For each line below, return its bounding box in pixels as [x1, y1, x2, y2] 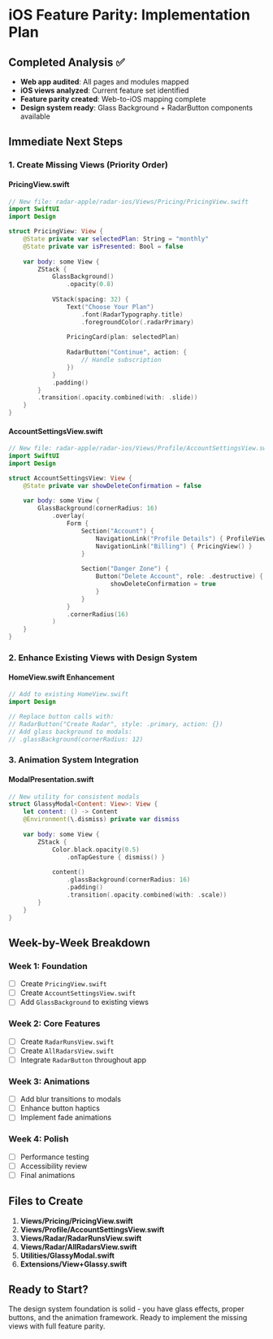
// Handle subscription [80, 356, 162, 364]
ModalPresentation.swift [8, 774, 94, 784]
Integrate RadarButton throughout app [19, 1054, 147, 1064]
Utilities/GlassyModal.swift [19, 1250, 115, 1260]
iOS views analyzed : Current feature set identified [19, 85, 189, 95]
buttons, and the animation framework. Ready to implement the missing [8, 1313, 248, 1323]
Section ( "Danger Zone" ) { [80, 565, 169, 573]
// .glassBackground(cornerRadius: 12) [8, 735, 144, 743]
